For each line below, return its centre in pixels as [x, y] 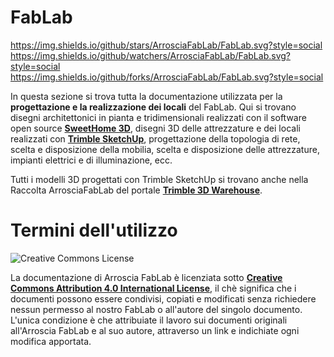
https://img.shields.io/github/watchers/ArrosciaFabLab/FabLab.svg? [150, 55]
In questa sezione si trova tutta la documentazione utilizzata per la [146, 96]
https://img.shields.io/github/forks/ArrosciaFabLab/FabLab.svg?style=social [167, 77]
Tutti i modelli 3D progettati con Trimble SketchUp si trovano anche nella [159, 179]
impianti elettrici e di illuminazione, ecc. [91, 160]
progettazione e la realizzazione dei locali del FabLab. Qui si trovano [153, 107]
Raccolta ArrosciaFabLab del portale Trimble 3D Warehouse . [136, 190]
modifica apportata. [51, 341]
